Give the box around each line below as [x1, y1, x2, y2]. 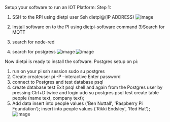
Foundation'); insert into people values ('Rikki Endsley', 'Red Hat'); [12, 106, 150, 111]
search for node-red [12, 39, 55, 45]
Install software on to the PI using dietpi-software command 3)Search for [12, 24, 165, 30]
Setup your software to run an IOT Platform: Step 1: [5, 5, 111, 10]
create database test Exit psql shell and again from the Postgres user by [12, 84, 163, 90]
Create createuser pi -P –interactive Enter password [12, 74, 121, 80]
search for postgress [12, 49, 56, 54]
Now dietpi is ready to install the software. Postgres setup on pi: [5, 58, 139, 65]
